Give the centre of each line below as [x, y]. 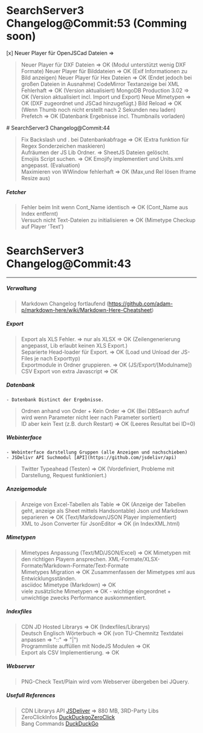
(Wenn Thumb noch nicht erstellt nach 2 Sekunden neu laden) [98, 109]
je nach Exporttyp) [57, 358]
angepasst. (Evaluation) [50, 165]
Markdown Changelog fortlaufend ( [65, 304]
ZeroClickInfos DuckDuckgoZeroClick [68, 717]
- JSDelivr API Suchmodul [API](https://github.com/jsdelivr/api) [92, 457]
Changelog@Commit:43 [69, 264]
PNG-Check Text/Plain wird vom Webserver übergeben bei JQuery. [105, 682]
